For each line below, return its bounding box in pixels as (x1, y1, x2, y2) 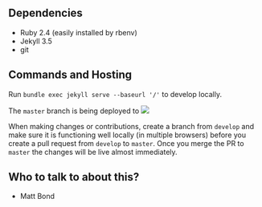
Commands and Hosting (8, 68, 133, 82)
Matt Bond (19, 192, 55, 201)
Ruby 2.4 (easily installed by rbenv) (19, 27, 138, 37)
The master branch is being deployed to (8, 106, 140, 116)
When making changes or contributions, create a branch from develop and (8, 121, 255, 131)
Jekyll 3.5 (19, 36, 52, 46)
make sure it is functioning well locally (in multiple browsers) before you (8, 130, 247, 140)
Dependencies (8, 6, 83, 20)
